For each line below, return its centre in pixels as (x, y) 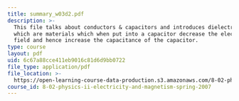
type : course (27, 47)
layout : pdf (25, 54)
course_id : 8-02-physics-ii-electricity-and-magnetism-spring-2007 (110, 87)
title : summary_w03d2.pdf (46, 14)
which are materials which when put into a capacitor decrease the (116, 34)
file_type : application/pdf (49, 67)
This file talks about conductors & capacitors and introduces (109, 27)
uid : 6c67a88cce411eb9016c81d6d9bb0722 (67, 60)
